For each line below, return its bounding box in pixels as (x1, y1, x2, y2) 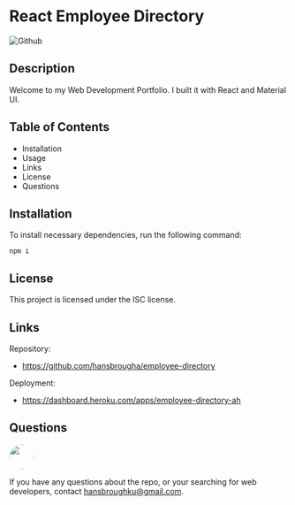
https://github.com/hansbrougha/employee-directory (21, 361, 216, 371)
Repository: (9, 343, 51, 354)
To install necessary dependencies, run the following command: (9, 230, 242, 241)
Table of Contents (9, 119, 110, 134)
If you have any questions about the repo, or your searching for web (9, 476, 257, 487)
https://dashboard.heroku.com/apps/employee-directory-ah (21, 395, 241, 405)
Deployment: (9, 378, 56, 388)
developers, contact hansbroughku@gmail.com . (9, 486, 184, 496)
